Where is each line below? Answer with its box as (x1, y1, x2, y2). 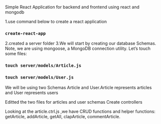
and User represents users (5, 90, 58, 95)
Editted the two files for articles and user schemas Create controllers (5, 99, 143, 105)
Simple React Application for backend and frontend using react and (5, 4, 140, 10)
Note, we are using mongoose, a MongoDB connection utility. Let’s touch (5, 46, 151, 51)
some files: (5, 51, 27, 57)
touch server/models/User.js (5, 75, 74, 80)
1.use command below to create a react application (5, 19, 107, 24)
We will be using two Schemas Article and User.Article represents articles (5, 84, 152, 90)
